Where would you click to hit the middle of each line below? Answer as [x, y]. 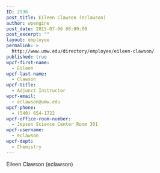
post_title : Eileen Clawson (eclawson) [56, 18]
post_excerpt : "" [28, 34]
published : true [26, 57]
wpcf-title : [21, 85]
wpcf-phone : [21, 107]
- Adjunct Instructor [39, 91]
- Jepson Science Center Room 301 [55, 125]
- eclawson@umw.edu [36, 102]
